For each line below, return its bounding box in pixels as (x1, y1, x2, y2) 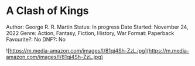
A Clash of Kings (6, 4, 89, 18)
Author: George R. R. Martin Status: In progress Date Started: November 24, (6, 23, 189, 30)
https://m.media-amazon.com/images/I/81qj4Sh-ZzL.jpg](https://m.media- (9, 47, 189, 54)
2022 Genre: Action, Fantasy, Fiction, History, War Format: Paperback (6, 29, 175, 36)
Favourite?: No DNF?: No (6, 36, 66, 43)
